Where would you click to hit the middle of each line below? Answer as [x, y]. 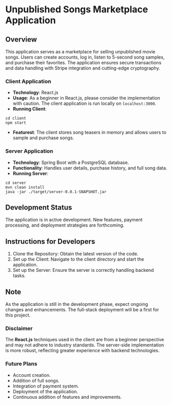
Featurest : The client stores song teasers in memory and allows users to [90, 133]
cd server [16, 183]
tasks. [19, 275]
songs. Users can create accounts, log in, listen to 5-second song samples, [85, 57]
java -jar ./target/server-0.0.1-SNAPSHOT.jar [56, 192]
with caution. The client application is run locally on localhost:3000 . [84, 103]
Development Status [39, 207]
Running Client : [30, 109]
